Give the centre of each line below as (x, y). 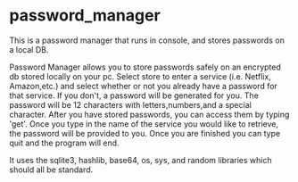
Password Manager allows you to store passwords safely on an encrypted (145, 67)
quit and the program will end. (64, 143)
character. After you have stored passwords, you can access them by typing (149, 114)
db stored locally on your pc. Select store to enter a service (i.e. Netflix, (141, 76)
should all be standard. (51, 170)
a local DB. (29, 49)
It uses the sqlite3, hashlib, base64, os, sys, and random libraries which (141, 160)
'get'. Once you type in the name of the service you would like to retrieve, (144, 124)
